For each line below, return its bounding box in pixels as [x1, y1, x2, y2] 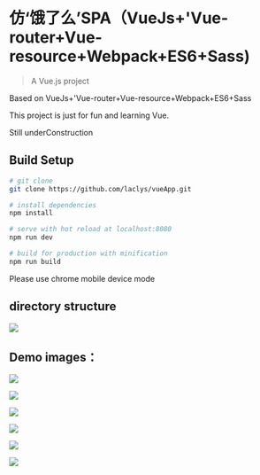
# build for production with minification [9, 249, 168, 258]
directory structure [9, 299, 117, 315]
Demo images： [9, 349, 99, 364]
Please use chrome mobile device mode [9, 273, 156, 284]
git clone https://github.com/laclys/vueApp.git [9, 184, 192, 193]
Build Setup [9, 152, 74, 168]
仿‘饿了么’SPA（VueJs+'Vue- [9, 8, 229, 28]
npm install [9, 209, 53, 218]
